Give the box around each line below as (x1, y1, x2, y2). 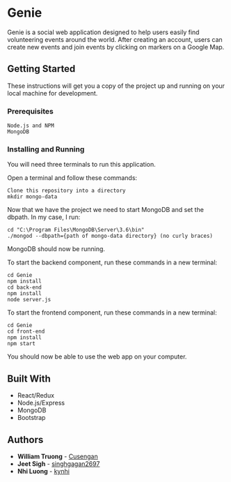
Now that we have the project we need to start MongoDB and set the (7, 206, 204, 214)
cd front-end (7, 328, 45, 336)
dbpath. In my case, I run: (7, 213, 81, 221)
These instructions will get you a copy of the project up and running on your (7, 82, 225, 90)
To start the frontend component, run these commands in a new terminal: (7, 308, 217, 317)
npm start (7, 340, 36, 347)
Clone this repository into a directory (7, 187, 127, 195)
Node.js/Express (17, 399, 65, 407)
